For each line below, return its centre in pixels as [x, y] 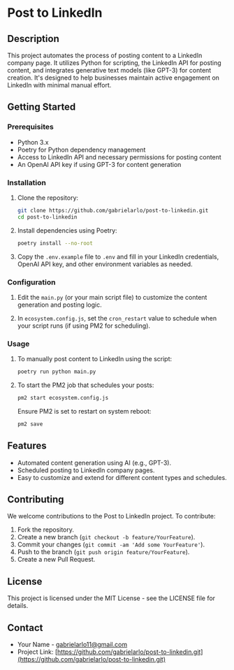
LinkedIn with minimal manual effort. [59, 85]
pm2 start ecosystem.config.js [63, 398]
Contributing [36, 500]
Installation [27, 182]
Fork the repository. [46, 530]
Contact [25, 628]
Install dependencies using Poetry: [67, 230]
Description [33, 39]
